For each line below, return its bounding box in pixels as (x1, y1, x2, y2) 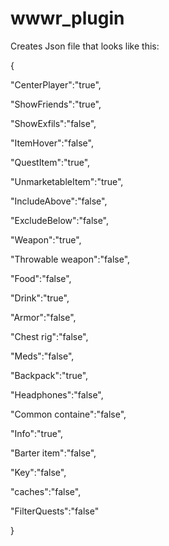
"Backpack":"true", (10, 369, 89, 381)
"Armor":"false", (10, 311, 77, 323)
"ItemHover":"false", (10, 137, 94, 149)
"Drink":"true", (10, 292, 70, 304)
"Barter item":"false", (10, 447, 97, 459)
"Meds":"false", (10, 350, 75, 362)
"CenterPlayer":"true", (10, 78, 102, 91)
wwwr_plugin (10, 7, 125, 30)
